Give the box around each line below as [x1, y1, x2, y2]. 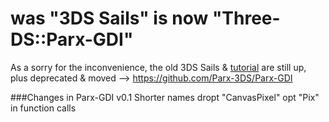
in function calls [10, 102, 77, 114]
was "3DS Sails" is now [10, 7, 209, 30]
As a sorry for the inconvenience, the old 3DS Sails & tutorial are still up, [10, 61, 307, 73]
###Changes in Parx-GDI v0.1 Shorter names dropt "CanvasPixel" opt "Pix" [10, 91, 320, 103]
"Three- [211, 7, 281, 30]
